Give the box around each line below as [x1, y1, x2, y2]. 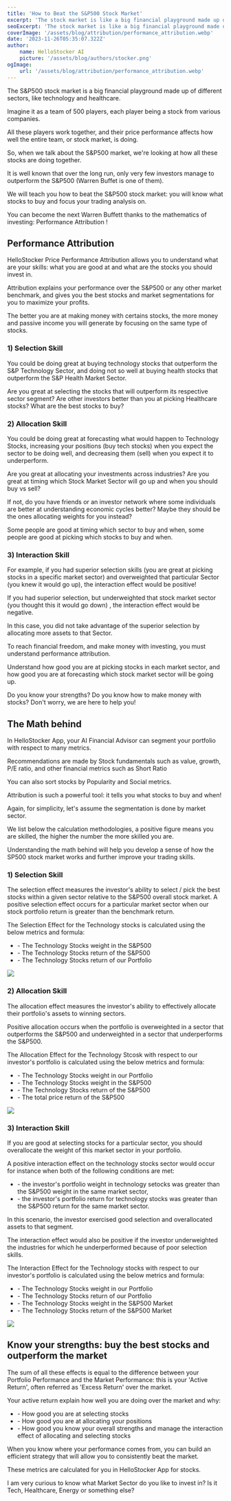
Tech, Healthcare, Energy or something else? [7, 1486, 135, 1494]
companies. [7, 114, 41, 122]
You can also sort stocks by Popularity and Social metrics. [7, 778, 172, 786]
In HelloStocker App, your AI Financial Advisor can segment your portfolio [7, 737, 217, 745]
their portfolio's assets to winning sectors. [7, 1009, 126, 1017]
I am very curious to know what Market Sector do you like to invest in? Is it [7, 1478, 218, 1487]
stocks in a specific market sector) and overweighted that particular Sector [7, 573, 219, 581]
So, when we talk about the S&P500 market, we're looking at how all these [7, 149, 218, 157]
